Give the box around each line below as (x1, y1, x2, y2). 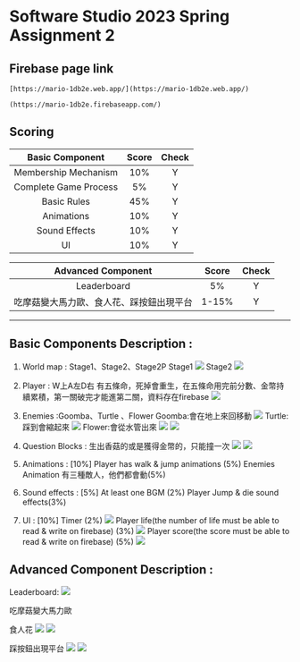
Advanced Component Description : (9, 562, 214, 578)
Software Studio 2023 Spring (9, 6, 230, 27)
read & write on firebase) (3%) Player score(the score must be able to (21, 525, 290, 536)
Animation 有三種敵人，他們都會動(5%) (21, 469, 167, 480)
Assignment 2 (9, 25, 115, 46)
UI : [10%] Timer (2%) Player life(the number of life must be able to (21, 514, 279, 525)
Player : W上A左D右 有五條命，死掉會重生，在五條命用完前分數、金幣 (21, 380, 277, 391)
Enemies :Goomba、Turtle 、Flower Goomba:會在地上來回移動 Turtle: (21, 410, 289, 421)
